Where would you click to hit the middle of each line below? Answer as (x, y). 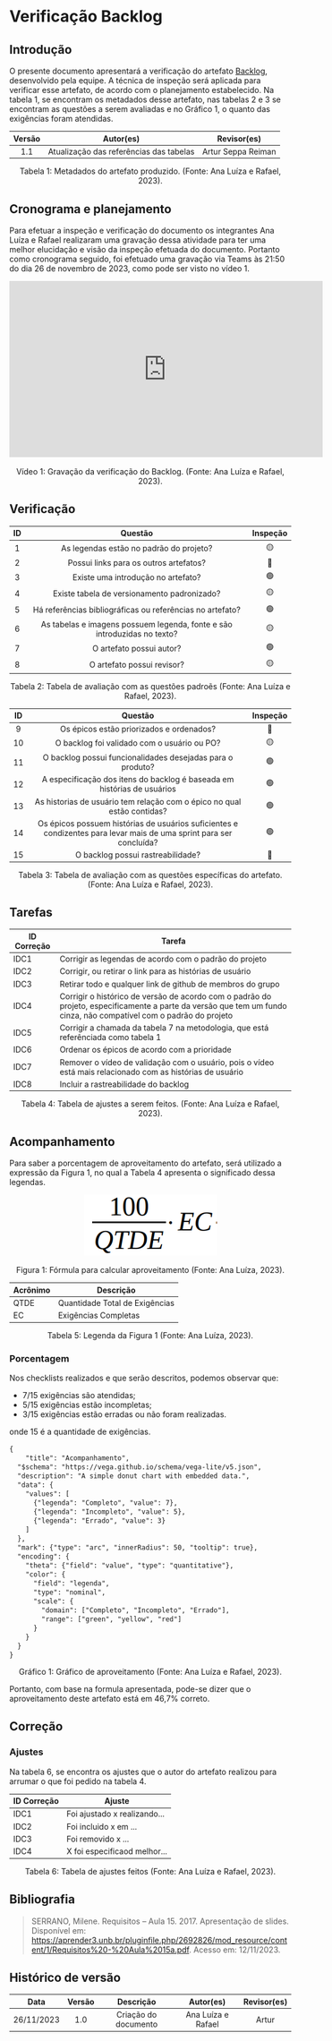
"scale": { (53, 1601)
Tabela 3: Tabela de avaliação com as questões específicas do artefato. (150, 875)
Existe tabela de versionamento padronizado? (136, 594)
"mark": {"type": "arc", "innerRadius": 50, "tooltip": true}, (137, 1548)
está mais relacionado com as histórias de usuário (152, 1072)
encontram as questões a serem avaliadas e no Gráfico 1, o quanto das (140, 109)
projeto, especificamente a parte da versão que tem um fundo (174, 1005)
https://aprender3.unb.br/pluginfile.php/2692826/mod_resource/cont (159, 1940)
